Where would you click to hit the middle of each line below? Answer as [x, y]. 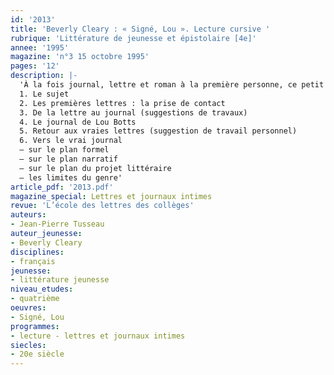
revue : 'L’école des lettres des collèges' [102, 206]
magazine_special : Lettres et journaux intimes [111, 196]
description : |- [44, 76]
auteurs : [28, 215]
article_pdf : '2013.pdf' [62, 187]
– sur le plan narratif [68, 159]
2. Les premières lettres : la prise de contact [122, 103]
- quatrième [35, 299]
